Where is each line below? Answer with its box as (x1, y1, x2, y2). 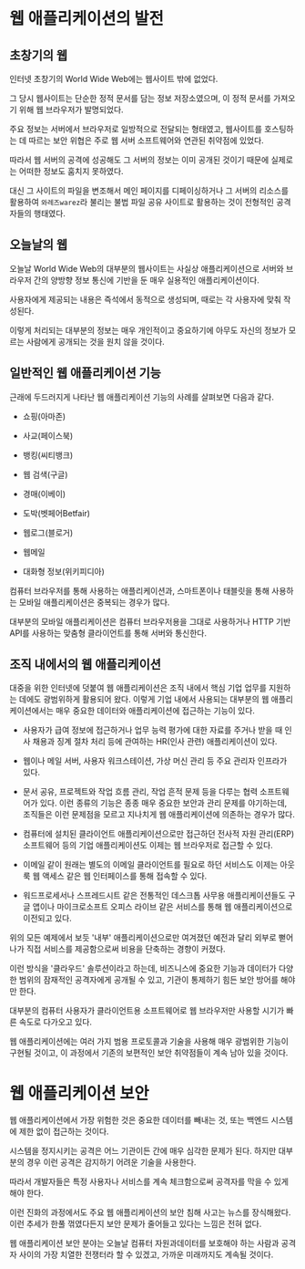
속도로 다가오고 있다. (18, 1016, 93, 1027)
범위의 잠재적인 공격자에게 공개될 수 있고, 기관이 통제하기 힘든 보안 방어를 (18, 974, 280, 985)
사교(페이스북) (22, 430, 74, 441)
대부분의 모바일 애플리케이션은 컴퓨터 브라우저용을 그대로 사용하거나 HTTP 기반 (9, 616, 291, 627)
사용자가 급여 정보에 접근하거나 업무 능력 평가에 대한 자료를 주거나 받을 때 (22, 724, 283, 735)
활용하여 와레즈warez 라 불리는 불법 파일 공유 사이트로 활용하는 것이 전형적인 (9, 197, 275, 207)
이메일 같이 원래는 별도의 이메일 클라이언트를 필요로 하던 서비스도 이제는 (22, 859, 279, 870)
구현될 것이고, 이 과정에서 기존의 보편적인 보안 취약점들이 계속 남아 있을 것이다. (9, 1047, 289, 1058)
